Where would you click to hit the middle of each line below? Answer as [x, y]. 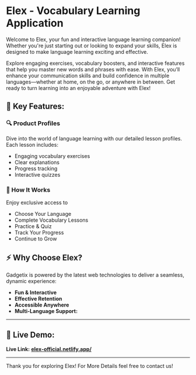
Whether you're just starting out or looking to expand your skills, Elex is [92, 46]
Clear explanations [37, 162]
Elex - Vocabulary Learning [73, 11]
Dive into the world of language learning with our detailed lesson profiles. [94, 138]
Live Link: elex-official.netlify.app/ [49, 349]
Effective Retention [38, 298]
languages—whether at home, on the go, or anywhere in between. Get [90, 82]
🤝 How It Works [28, 190]
